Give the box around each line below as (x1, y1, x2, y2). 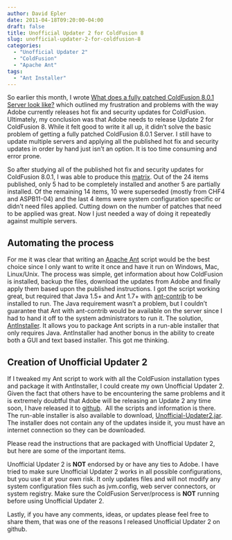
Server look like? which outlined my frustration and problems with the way (7, 101, 219, 109)
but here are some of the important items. (7, 447, 126, 455)
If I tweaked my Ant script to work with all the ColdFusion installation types (7, 375, 220, 382)
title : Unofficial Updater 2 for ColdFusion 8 (7, 29, 144, 37)
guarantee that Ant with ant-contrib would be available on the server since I (7, 307, 223, 315)
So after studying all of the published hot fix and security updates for (7, 165, 204, 174)
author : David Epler (7, 10, 67, 17)
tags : (7, 68, 23, 75)
